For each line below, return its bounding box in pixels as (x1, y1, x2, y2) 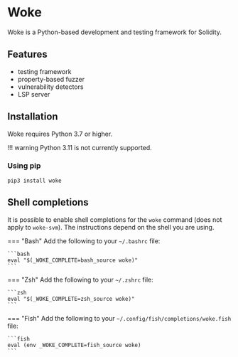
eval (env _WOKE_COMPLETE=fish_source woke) (7, 341, 141, 348)
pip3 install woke (7, 177, 62, 184)
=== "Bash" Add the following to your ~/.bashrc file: (7, 236, 161, 245)
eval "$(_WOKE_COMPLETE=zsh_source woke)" (7, 295, 135, 302)
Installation (7, 111, 58, 123)
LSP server (17, 90, 50, 98)
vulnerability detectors (17, 82, 84, 91)
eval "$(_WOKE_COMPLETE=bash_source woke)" (7, 257, 139, 264)
